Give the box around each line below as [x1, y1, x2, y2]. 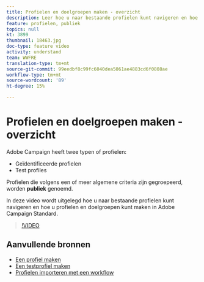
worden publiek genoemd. [6, 185, 73, 192]
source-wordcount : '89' [6, 77, 67, 83]
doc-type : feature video [6, 44, 70, 50]
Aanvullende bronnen [6, 240, 90, 250]
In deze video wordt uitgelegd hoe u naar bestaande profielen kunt [6, 197, 174, 204]
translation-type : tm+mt [6, 60, 70, 66]
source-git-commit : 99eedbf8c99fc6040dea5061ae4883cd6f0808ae [6, 66, 168, 72]
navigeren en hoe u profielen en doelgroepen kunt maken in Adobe [6, 203, 175, 210]
